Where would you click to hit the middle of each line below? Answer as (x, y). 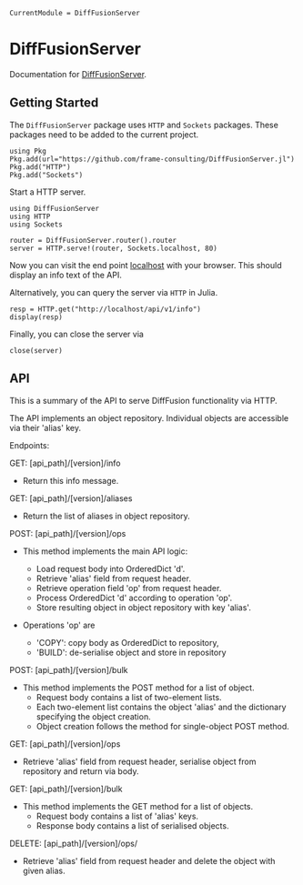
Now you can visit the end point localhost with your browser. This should (146, 265)
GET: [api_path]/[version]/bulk (66, 789)
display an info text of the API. (66, 275)
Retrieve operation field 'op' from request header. (129, 588)
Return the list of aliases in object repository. (106, 516)
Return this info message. (71, 480)
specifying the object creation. (94, 716)
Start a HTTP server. (48, 192)
